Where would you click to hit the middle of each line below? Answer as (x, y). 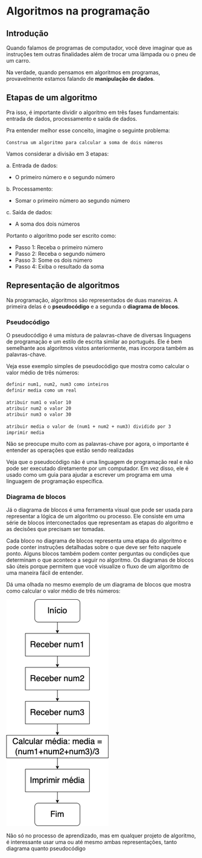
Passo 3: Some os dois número (53, 260)
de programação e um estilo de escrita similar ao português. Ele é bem (94, 342)
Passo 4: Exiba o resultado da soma (59, 266)
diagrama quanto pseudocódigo (46, 848)
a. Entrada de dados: (32, 165)
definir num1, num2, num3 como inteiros (58, 384)
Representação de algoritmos (63, 286)
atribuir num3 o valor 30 (39, 415)
